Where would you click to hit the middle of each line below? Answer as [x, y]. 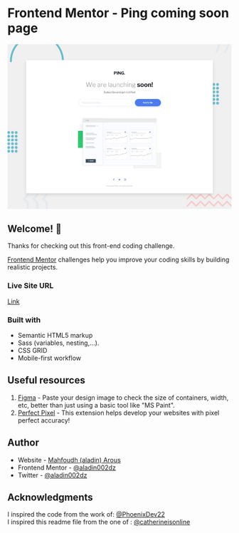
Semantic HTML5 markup [55, 335]
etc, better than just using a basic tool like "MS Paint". [96, 405]
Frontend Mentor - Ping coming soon [118, 13]
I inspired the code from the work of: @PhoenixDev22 [86, 514]
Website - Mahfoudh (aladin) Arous [69, 460]
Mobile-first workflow [49, 358]
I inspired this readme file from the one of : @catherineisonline [99, 522]
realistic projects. [33, 267]
